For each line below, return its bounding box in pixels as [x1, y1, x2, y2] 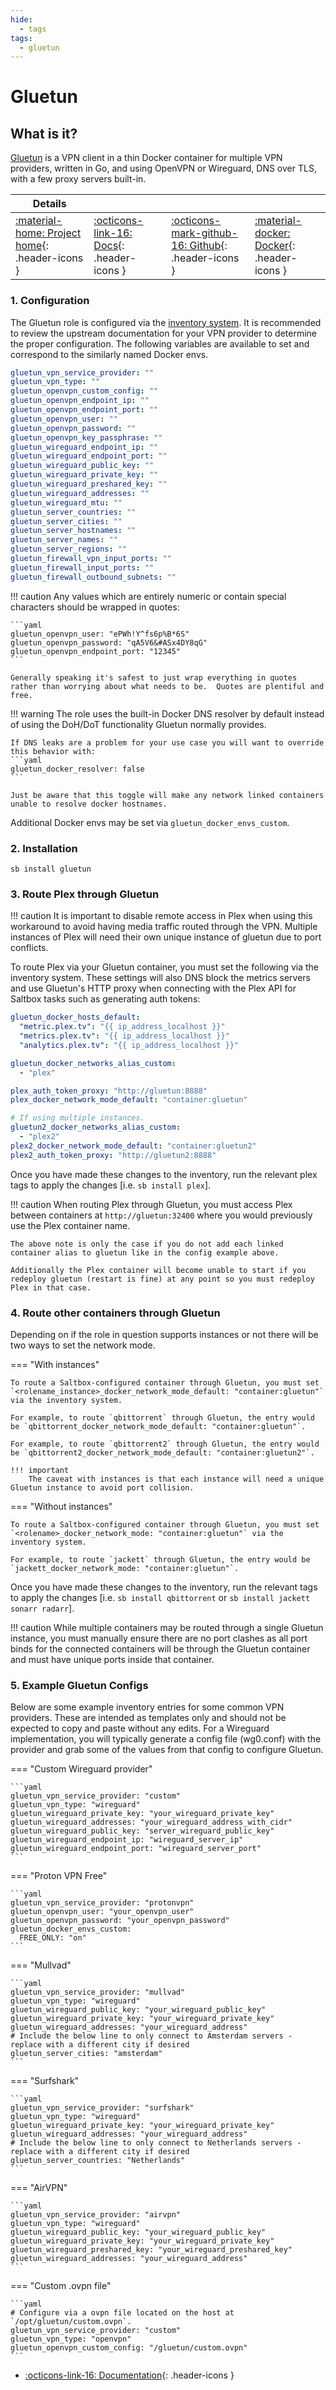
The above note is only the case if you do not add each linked [10, 1239, 284, 1249]
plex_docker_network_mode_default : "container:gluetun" [10, 1095, 248, 1105]
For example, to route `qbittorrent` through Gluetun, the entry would [10, 1412, 315, 1423]
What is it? [10, 125, 78, 142]
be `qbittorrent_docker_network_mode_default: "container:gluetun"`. [10, 1421, 307, 1431]
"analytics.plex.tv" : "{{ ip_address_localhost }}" [19, 1040, 240, 1050]
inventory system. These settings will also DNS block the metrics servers [10, 972, 311, 984]
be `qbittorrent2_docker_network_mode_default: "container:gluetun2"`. [10, 1447, 315, 1458]
